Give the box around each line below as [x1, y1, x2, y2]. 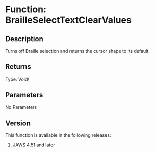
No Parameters [5, 104, 37, 110]
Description [5, 34, 43, 43]
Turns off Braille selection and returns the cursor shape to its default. [5, 48, 150, 54]
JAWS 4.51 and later [12, 142, 55, 148]
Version [5, 119, 31, 128]
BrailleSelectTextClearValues [5, 14, 132, 26]
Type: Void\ [5, 76, 30, 82]
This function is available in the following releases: [5, 132, 111, 138]
